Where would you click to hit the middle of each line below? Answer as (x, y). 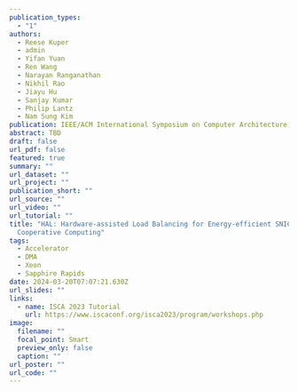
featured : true (37, 158)
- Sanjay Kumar (45, 100)
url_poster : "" (37, 364)
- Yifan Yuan (41, 59)
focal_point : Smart (53, 339)
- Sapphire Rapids (51, 274)
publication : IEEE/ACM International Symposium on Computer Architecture (149, 125)
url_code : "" (33, 373)
